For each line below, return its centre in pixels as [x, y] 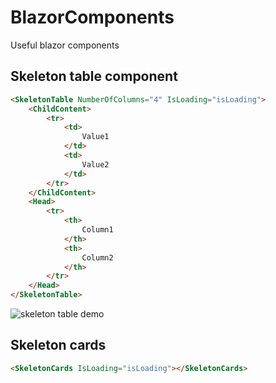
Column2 [97, 257]
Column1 [97, 230]
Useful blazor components [65, 45]
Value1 [95, 137]
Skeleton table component [94, 76]
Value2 [95, 164]
